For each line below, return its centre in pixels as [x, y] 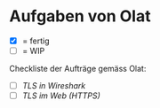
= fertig [36, 41]
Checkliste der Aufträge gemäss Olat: [78, 69]
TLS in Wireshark [54, 86]
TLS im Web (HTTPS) [61, 96]
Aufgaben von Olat [80, 16]
